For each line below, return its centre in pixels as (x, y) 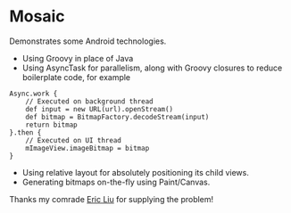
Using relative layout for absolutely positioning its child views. (136, 172)
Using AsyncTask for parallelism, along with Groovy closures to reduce (152, 68)
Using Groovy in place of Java (78, 58)
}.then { (25, 132)
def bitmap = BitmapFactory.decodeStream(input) (117, 117)
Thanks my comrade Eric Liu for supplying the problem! (112, 199)
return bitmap (51, 125)
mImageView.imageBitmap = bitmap (87, 148)
